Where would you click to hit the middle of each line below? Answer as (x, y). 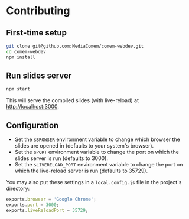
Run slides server (39, 76)
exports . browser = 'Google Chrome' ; (51, 200)
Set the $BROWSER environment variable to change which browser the (97, 139)
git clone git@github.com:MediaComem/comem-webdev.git (75, 46)
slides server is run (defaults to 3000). (61, 158)
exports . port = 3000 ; (33, 205)
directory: (18, 189)
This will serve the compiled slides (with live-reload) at (72, 100)
